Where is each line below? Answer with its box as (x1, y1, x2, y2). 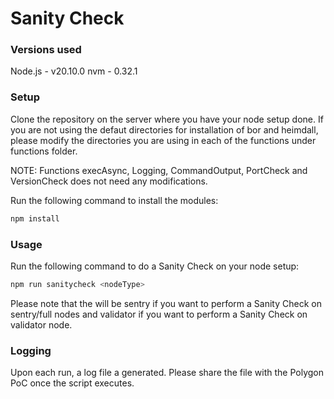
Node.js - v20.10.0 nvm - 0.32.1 (10, 65, 138, 77)
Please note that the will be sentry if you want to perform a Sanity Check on (10, 297, 322, 309)
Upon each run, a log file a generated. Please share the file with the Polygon (10, 367, 325, 379)
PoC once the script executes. (10, 377, 135, 389)
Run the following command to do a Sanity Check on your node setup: (10, 260, 300, 272)
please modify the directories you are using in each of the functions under (10, 134, 317, 146)
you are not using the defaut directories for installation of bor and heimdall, (10, 123, 319, 136)
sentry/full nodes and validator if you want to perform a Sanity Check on (10, 308, 308, 320)
